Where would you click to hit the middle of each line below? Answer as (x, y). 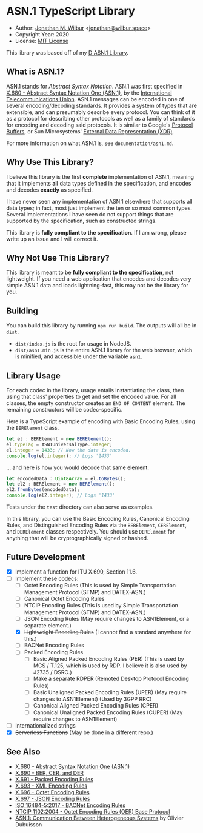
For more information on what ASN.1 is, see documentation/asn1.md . (90, 143)
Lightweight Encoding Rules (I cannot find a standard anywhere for (108, 632)
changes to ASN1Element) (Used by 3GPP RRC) (92, 699)
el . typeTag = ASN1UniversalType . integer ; (59, 444)
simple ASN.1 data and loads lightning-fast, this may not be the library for (98, 286)
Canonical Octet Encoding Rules (64, 599)
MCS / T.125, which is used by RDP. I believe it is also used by (110, 666)
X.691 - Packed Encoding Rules (54, 779)
